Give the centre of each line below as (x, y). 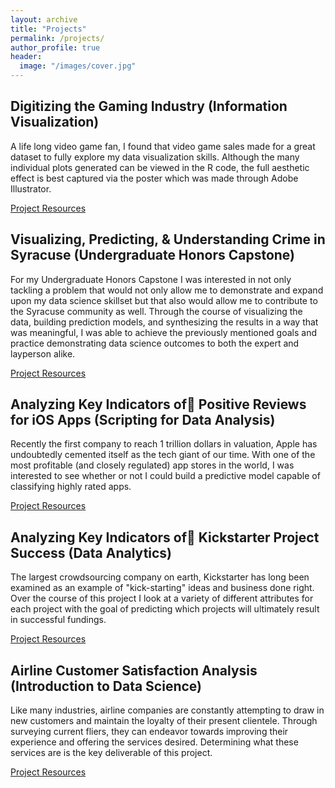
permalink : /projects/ (57, 38)
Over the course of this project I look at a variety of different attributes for (162, 598)
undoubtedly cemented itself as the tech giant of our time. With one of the (163, 455)
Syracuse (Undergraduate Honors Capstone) (152, 255)
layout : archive (44, 19)
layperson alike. (43, 353)
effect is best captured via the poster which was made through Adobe (154, 178)
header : (26, 57)
